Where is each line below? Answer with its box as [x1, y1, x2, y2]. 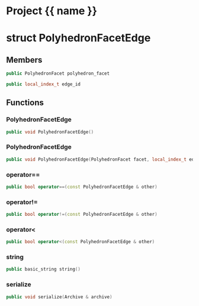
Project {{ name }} [6, 4, 98, 18]
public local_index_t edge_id [6, 81, 81, 87]
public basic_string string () [6, 266, 81, 272]
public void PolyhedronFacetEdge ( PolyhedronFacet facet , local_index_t [6, 156, 187, 162]
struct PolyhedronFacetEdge [6, 31, 151, 45]
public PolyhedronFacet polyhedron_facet [6, 71, 110, 76]
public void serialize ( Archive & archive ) [6, 294, 113, 300]
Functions [6, 98, 44, 108]
